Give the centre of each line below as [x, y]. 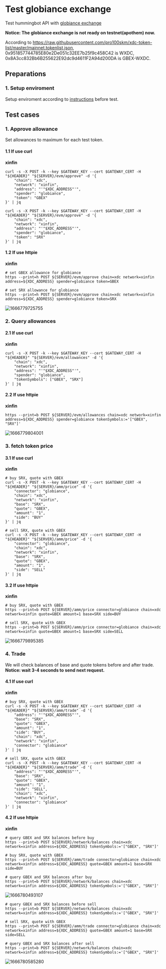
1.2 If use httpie [21, 253]
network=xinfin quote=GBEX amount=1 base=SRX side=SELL [64, 632]
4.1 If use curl [19, 681]
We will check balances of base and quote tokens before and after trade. [80, 664]
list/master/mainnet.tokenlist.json [39, 47]
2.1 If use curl [19, 333]
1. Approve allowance [32, 129]
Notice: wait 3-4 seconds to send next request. [55, 670]
